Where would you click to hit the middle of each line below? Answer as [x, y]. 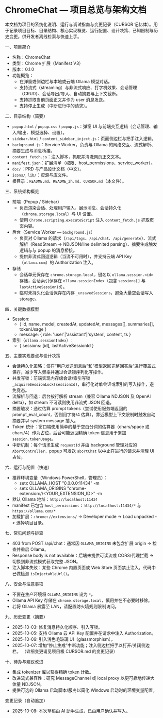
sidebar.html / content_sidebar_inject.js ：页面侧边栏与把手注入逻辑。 [84, 138]
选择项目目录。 [31, 522]
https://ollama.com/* [34, 511]
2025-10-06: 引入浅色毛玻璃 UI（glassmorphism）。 [64, 639]
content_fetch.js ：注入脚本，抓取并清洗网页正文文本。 [68, 156]
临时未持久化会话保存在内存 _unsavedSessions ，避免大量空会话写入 [86, 292]
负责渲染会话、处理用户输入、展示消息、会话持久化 [70, 207]
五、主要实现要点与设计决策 [33, 356]
